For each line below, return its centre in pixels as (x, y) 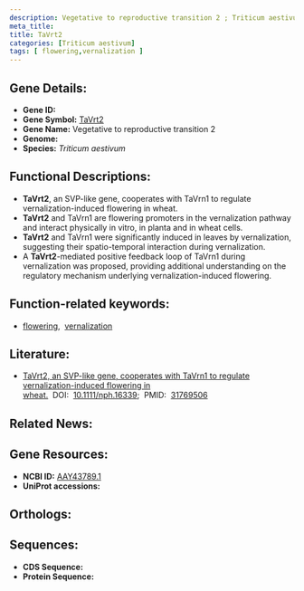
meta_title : (32, 26)
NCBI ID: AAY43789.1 (62, 476)
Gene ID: (39, 110)
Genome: (40, 138)
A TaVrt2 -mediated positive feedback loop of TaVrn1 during (134, 256)
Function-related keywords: (90, 304)
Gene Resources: (59, 455)
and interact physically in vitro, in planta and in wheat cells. (133, 227)
